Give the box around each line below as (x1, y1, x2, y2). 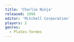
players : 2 (5, 20, 27, 26)
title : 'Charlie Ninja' (5, 7, 53, 12)
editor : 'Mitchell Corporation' (5, 16, 70, 21)
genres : (5, 25, 21, 30)
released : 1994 (5, 12, 36, 16)
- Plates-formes (9, 29, 42, 34)
